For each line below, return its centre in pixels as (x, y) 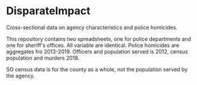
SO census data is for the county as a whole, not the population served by (97, 69)
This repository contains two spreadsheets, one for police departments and (99, 39)
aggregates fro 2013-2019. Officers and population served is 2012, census (97, 51)
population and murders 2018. (43, 58)
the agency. (21, 75)
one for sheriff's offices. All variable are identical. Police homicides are (93, 45)
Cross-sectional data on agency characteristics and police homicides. (92, 27)
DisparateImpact (48, 11)
